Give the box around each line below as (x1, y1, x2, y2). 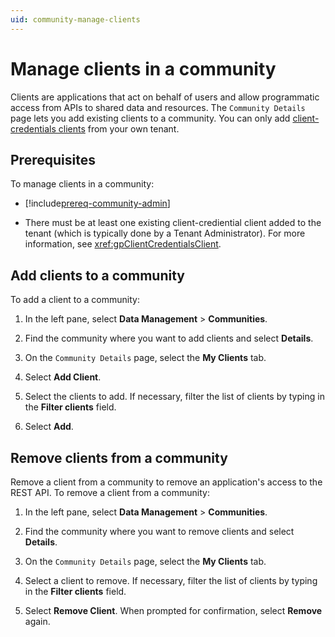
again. (24, 616, 51, 627)
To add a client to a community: (10, 294, 140, 306)
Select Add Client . (24, 371, 102, 383)
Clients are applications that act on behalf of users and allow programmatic (10, 91, 320, 103)
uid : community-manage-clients (10, 14, 141, 25)
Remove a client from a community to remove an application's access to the (10, 476, 323, 488)
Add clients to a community (10, 267, 185, 284)
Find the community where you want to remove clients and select (24, 526, 295, 537)
